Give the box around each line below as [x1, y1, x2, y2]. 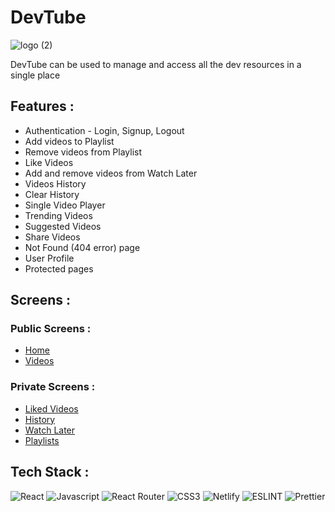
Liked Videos [24, 402, 79, 415]
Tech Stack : [10, 464, 90, 481]
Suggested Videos [24, 220, 102, 232]
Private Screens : [10, 380, 96, 394]
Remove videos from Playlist [24, 146, 143, 158]
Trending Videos [24, 209, 93, 221]
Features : [10, 98, 75, 115]
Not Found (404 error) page [24, 241, 141, 253]
